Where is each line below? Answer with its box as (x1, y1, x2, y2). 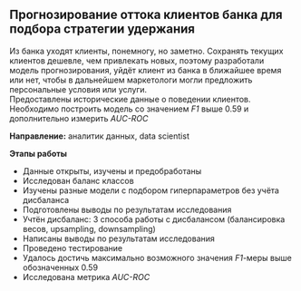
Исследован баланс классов (22, 175, 134, 186)
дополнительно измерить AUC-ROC (9, 112, 149, 123)
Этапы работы (9, 148, 68, 159)
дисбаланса (22, 194, 70, 205)
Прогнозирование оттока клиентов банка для (9, 7, 283, 23)
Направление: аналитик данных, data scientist (9, 131, 190, 141)
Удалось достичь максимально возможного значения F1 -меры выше (22, 252, 292, 263)
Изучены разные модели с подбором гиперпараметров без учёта (22, 185, 279, 196)
